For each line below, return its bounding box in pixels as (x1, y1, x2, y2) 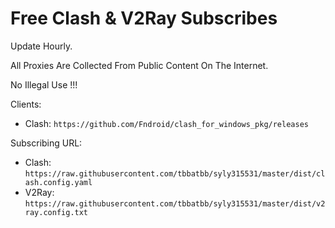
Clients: (10, 98, 42, 110)
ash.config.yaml (24, 177, 93, 187)
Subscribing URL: (10, 137, 83, 149)
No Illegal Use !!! (10, 78, 78, 91)
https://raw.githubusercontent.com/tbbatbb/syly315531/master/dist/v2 (24, 198, 326, 209)
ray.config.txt (24, 207, 89, 217)
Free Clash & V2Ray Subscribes (10, 7, 278, 30)
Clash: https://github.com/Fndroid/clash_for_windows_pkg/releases (24, 117, 309, 129)
